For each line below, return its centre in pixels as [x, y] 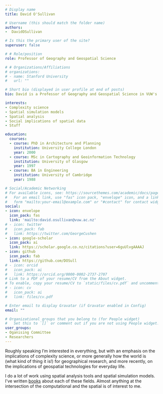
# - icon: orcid [21, 265]
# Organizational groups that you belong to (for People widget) [72, 319]
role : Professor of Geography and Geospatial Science [61, 58]
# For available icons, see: [34, 193]
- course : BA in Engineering [39, 171]
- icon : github [20, 252]
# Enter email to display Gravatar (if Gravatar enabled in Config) [76, 305]
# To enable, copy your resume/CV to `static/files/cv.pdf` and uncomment [82, 283]
